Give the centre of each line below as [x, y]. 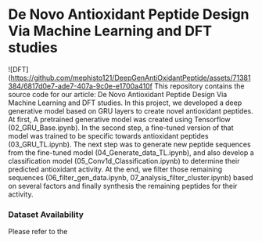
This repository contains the [199, 86]
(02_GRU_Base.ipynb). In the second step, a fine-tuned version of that [121, 128]
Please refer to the [38, 232]
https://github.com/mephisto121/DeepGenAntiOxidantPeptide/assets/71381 [131, 78]
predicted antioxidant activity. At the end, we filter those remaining [115, 169]
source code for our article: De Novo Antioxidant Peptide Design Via [118, 94]
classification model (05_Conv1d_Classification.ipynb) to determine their [124, 161]
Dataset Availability [46, 215]
